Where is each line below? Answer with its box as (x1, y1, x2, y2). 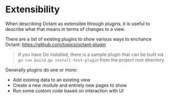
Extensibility (5, 4, 60, 15)
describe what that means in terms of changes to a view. (5, 26, 125, 32)
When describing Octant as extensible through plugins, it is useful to (5, 21, 150, 27)
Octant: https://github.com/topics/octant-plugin (5, 41, 106, 47)
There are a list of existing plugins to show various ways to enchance (5, 36, 152, 42)
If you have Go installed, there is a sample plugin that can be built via (17, 51, 164, 57)
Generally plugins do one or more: (5, 67, 78, 73)
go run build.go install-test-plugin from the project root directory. (17, 56, 165, 63)
